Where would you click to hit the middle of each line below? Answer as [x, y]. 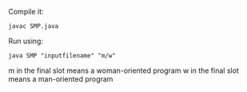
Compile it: [26, 12]
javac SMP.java [34, 26]
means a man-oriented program [61, 79]
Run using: [26, 41]
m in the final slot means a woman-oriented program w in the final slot [124, 70]
